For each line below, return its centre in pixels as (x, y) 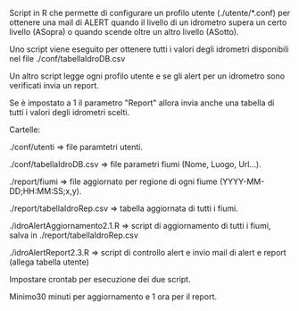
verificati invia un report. (54, 85)
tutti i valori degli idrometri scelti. (70, 112)
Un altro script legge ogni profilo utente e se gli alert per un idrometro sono (147, 76)
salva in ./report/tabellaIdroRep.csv (74, 235)
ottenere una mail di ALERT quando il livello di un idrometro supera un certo (148, 22)
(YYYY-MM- (242, 181)
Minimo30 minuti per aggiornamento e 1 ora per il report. (113, 297)
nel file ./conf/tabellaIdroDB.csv (67, 59)
